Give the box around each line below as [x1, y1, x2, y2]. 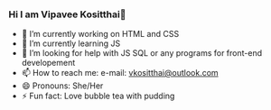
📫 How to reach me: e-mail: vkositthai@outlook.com [21, 68, 219, 78]
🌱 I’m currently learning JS [21, 38, 121, 49]
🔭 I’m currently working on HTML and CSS [21, 29, 180, 40]
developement [21, 58, 76, 69]
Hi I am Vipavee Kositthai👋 [8, 8, 126, 21]
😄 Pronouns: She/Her [21, 80, 104, 91]
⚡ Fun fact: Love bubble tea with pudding [21, 90, 175, 102]
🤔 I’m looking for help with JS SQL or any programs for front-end [21, 48, 263, 59]
